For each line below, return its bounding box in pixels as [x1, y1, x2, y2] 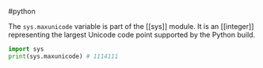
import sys [8, 45, 44, 53]
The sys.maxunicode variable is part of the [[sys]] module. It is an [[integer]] [8, 22, 254, 30]
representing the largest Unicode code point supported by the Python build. [8, 30, 256, 39]
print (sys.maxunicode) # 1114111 [8, 52, 119, 60]
